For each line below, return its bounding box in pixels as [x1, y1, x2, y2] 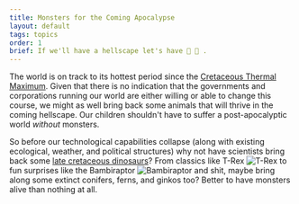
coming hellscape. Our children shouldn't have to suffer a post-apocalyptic [9, 110, 288, 120]
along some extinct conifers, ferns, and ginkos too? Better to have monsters [9, 174, 291, 185]
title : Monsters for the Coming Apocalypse [9, 13, 176, 22]
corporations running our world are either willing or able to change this [9, 91, 272, 102]
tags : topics [9, 30, 59, 39]
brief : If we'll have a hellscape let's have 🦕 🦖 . [9, 47, 207, 56]
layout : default [9, 22, 70, 31]
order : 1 [9, 38, 42, 48]
